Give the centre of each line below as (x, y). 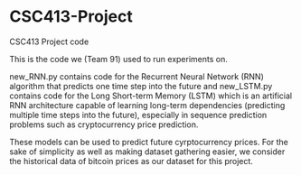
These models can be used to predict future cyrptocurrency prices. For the (149, 142)
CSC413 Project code (49, 41)
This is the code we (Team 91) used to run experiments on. (118, 59)
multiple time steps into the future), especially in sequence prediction (138, 115)
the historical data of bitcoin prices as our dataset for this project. (131, 161)
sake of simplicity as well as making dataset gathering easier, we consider (147, 152)
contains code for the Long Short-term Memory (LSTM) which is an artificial (150, 96)
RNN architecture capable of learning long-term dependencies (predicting (147, 105)
